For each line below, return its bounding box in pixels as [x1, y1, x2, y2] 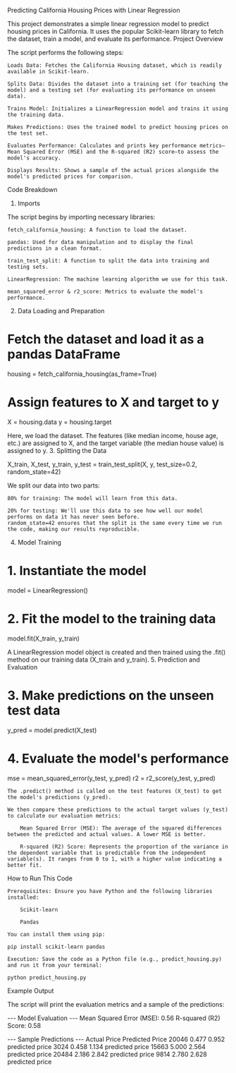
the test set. [7, 130, 49, 137]
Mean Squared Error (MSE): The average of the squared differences [20, 825, 222, 832]
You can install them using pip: [7, 930, 106, 938]
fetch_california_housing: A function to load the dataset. [7, 226, 188, 234]
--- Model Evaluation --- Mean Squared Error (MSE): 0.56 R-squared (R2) [7, 1014, 221, 1022]
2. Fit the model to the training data [7, 611, 216, 626]
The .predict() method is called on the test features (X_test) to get [7, 787, 222, 794]
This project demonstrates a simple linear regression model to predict [7, 20, 209, 28]
